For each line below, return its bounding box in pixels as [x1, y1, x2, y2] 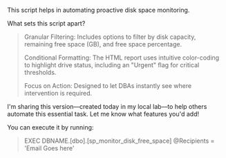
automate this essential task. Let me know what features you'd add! [7, 110, 199, 118]
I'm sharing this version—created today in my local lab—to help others [7, 103, 207, 110]
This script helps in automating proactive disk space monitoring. [7, 6, 190, 14]
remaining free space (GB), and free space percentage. [23, 40, 182, 48]
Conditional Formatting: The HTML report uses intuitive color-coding [23, 53, 220, 62]
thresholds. [23, 69, 57, 76]
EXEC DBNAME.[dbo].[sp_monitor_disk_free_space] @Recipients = [23, 137, 215, 145]
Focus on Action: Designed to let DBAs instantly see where [23, 82, 192, 89]
